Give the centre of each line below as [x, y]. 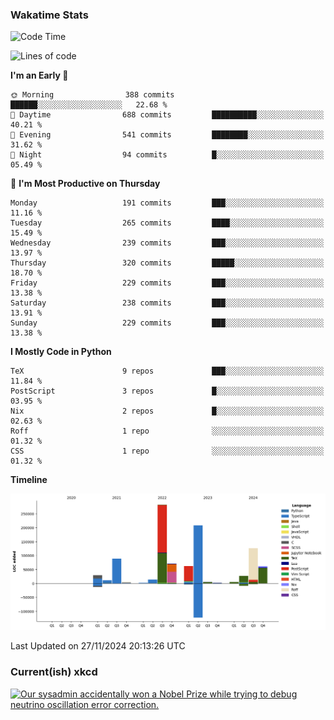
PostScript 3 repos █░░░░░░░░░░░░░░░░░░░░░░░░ [167, 391]
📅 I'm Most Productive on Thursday [85, 184]
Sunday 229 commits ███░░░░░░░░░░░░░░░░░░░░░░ [167, 323]
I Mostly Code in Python [61, 352]
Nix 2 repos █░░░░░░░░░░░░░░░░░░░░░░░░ [167, 411]
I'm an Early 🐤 [39, 75]
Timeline [29, 480]
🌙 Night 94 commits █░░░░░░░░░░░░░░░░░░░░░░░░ [167, 155]
